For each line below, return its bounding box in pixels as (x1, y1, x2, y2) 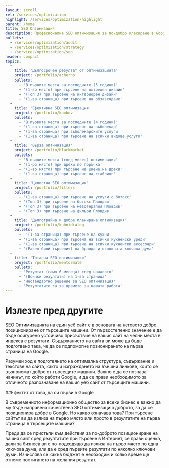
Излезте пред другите (5, 305, 103, 317)
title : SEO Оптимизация (5, 26, 55, 31)
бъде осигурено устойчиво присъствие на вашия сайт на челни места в (5, 333, 161, 339)
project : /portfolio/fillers (14, 185, 75, 190)
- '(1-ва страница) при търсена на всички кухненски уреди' (18, 237, 147, 242)
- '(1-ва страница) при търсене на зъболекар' (18, 124, 118, 129)
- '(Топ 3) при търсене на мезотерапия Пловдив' (18, 204, 123, 209)
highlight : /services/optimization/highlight (5, 17, 102, 22)
